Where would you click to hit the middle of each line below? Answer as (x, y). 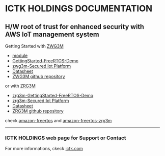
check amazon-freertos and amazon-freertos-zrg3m (58, 120)
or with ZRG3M (20, 86)
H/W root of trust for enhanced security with (75, 27)
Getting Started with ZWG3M (34, 46)
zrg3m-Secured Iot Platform (41, 101)
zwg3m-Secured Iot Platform (41, 66)
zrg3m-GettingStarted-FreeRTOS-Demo (53, 95)
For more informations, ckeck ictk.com (44, 149)
